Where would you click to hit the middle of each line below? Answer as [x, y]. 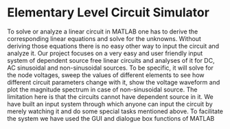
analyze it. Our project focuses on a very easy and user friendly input [105, 53]
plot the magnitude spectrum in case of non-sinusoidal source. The [102, 89]
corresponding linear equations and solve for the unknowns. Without [104, 38]
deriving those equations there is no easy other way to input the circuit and [113, 46]
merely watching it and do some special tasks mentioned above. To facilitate [115, 111]
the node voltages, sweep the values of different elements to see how [106, 75]
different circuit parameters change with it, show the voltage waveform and [114, 82]
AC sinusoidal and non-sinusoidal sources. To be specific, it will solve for [111, 68]
